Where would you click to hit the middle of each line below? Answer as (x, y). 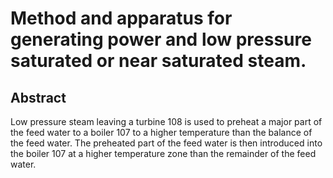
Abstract (38, 97)
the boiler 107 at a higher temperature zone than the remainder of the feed (163, 153)
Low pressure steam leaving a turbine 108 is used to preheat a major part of (166, 121)
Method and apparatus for (121, 18)
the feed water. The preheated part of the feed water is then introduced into (166, 143)
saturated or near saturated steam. (158, 61)
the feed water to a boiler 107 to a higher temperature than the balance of (161, 132)
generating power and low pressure (161, 39)
